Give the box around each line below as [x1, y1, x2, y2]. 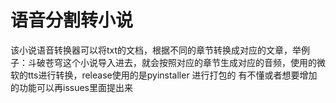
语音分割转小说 [10, 9, 134, 32]
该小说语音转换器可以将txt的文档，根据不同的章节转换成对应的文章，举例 [10, 44, 311, 56]
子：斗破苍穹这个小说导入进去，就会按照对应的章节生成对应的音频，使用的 [10, 56, 317, 68]
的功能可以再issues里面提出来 [10, 81, 133, 93]
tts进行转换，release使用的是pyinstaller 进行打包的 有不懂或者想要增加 [27, 69, 318, 81]
